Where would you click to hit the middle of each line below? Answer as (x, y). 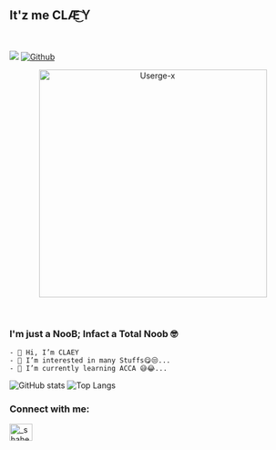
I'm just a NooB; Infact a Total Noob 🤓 (94, 333)
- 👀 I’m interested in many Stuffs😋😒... (90, 361)
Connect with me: (50, 409)
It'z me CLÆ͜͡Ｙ (51, 15)
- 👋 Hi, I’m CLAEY (44, 353)
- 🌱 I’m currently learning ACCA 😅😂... (88, 369)
